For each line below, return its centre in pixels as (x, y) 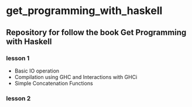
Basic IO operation (37, 71)
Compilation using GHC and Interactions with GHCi (76, 77)
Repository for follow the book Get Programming (96, 32)
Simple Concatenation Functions (54, 83)
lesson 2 (18, 98)
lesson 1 (18, 58)
